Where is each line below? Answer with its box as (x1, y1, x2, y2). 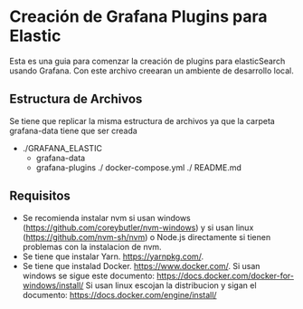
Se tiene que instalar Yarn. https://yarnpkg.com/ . (22, 251, 204, 262)
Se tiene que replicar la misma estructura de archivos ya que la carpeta (9, 115, 276, 126)
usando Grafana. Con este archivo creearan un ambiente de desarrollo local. (9, 65, 294, 76)
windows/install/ (22, 279, 84, 291)
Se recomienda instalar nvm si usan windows (22, 212, 192, 223)
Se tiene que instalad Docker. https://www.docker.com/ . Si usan (22, 260, 260, 271)
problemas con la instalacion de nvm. (22, 241, 162, 252)
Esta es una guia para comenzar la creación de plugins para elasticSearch (9, 55, 286, 66)
